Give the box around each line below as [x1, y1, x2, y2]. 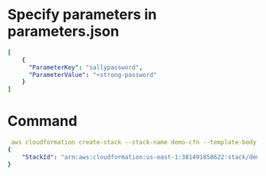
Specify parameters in [7, 6, 157, 24]
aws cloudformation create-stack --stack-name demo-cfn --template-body [10, 139, 257, 147]
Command [7, 113, 78, 130]
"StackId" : [21, 153, 58, 161]
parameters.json [7, 22, 120, 40]
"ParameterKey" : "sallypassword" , [28, 63, 144, 71]
